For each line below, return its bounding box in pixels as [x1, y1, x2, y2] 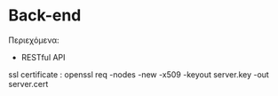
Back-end [8, 5, 82, 26]
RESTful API [20, 52, 66, 62]
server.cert [8, 78, 49, 89]
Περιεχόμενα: [8, 35, 60, 45]
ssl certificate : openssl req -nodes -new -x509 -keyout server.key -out [8, 68, 270, 80]
